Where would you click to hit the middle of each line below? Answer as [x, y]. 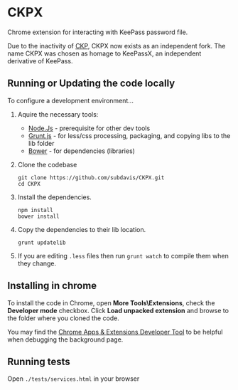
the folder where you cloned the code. [63, 318]
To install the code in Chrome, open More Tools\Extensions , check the [111, 302]
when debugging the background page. [65, 339]
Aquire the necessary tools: [58, 114]
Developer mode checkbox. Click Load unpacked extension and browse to [118, 310]
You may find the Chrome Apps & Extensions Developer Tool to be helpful [115, 332]
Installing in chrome [52, 286]
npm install [35, 210]
